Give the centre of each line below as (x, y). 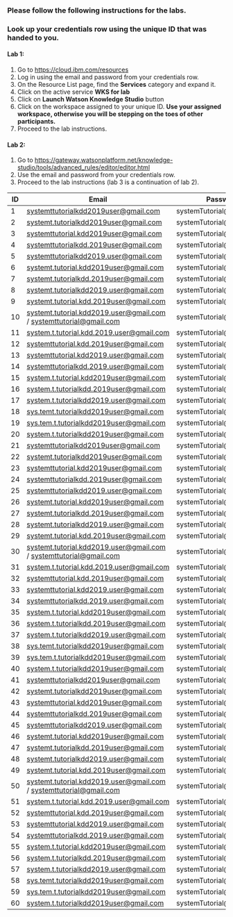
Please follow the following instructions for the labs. (97, 10)
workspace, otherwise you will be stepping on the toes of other (110, 114)
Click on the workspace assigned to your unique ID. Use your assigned (119, 107)
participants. (36, 122)
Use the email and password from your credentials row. (96, 175)
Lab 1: (16, 54)
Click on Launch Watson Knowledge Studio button (90, 99)
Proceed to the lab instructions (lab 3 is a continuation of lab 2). (108, 182)
